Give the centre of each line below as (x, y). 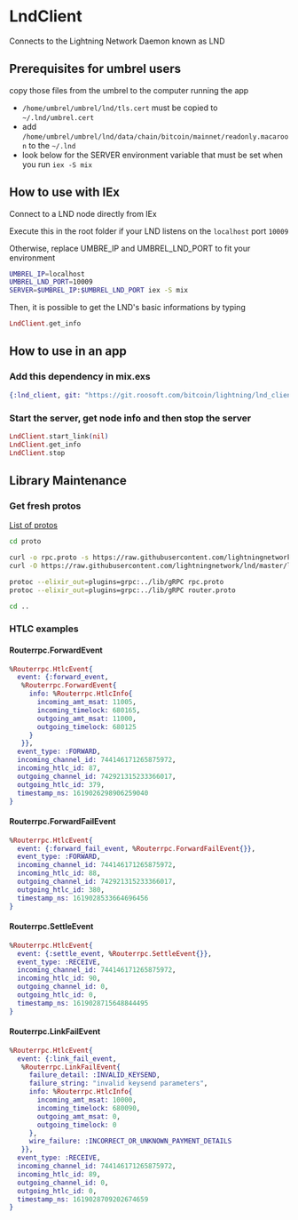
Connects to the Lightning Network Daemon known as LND (117, 41)
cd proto (25, 542)
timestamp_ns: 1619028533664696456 (83, 898)
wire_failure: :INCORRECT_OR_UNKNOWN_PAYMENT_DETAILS (130, 1141)
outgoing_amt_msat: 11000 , (87, 718)
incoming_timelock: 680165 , (89, 710)
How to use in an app (68, 352)
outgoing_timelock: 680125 (87, 726)
